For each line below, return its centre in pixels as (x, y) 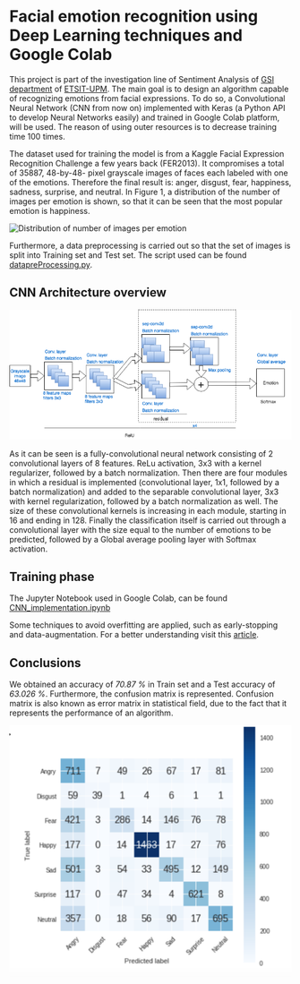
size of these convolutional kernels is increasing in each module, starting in (148, 510)
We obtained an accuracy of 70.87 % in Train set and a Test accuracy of (142, 685)
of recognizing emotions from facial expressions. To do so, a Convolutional (147, 98)
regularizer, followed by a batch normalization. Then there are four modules (149, 473)
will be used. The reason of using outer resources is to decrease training (143, 126)
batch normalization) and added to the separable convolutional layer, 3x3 (144, 492)
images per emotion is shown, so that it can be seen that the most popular (146, 201)
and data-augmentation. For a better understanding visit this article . (134, 635)
